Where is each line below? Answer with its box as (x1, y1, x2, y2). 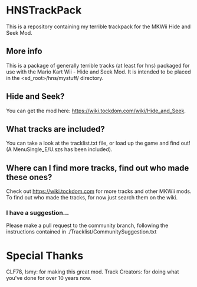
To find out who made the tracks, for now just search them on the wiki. (6, 194, 178, 201)
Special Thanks (6, 249, 84, 262)
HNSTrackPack (6, 4, 82, 17)
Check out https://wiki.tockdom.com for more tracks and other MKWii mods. (6, 188, 192, 195)
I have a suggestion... (6, 209, 70, 217)
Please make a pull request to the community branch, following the (6, 222, 169, 229)
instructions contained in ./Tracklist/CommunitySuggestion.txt (6, 228, 157, 235)
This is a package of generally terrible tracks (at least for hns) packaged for (6, 62, 190, 69)
